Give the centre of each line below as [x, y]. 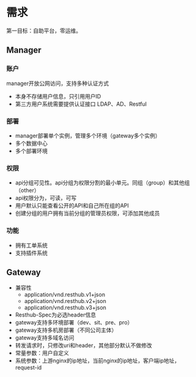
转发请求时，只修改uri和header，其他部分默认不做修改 [84, 345]
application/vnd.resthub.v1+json [65, 295]
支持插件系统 [31, 253]
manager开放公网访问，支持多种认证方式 [58, 83]
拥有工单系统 [31, 245]
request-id [28, 368]
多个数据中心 [31, 143]
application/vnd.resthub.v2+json [65, 301]
